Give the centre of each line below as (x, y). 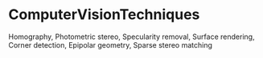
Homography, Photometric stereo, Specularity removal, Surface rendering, (131, 37)
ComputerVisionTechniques (104, 15)
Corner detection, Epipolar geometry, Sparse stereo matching (111, 44)
